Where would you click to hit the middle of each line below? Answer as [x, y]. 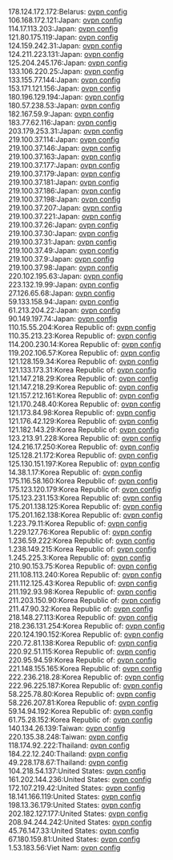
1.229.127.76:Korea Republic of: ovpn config [80, 532]
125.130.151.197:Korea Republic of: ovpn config [84, 464]
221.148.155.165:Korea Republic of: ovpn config [85, 668]
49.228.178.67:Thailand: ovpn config [68, 762]
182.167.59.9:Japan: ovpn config [61, 114]
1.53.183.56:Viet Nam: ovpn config [64, 848]
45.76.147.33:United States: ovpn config [74, 831]
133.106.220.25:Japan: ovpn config [66, 71]
